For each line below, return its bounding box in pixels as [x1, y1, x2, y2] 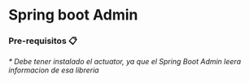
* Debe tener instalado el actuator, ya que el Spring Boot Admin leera [8, 57, 242, 67]
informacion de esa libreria [8, 65, 99, 75]
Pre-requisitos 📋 [8, 35, 77, 46]
